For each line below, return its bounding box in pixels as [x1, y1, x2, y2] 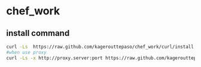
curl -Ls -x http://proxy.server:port [6, 55, 103, 61]
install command [6, 28, 70, 38]
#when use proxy [6, 49, 47, 55]
